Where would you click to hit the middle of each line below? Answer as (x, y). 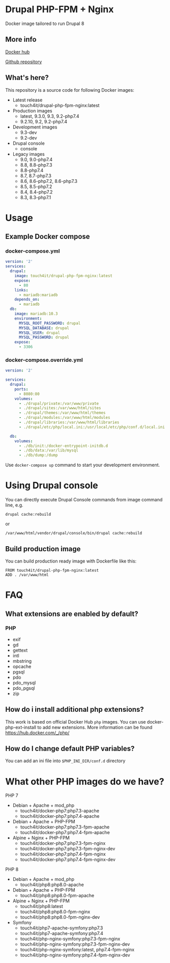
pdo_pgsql (24, 688)
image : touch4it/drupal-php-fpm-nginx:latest (64, 276)
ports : (21, 389)
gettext (20, 650)
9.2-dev (29, 138)
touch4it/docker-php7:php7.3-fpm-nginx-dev (68, 849)
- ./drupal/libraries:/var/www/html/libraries (69, 422)
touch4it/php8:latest (41, 906)
